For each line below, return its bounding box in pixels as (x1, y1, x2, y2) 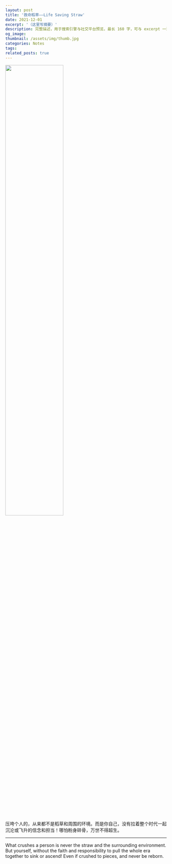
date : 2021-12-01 (5, 17, 42, 22)
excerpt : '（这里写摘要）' (5, 22, 58, 27)
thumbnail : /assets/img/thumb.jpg (5, 36, 79, 42)
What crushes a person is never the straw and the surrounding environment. (5, 842, 166, 848)
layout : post (5, 7, 33, 13)
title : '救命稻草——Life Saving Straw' (5, 12, 85, 17)
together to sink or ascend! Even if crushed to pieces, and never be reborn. (5, 853, 164, 859)
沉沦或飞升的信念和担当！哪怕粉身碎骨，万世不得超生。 (5, 827, 122, 833)
